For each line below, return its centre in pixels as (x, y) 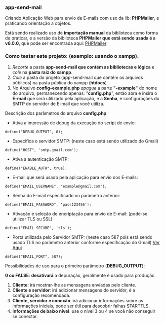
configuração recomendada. (41, 295)
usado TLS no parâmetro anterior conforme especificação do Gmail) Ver (86, 242)
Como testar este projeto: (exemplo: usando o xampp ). (72, 56)
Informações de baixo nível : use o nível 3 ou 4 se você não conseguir (84, 311)
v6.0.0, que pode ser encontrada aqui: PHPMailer (56, 43)
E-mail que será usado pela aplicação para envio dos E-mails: (75, 177)
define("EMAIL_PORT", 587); (34, 256)
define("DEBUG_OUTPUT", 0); (34, 132)
